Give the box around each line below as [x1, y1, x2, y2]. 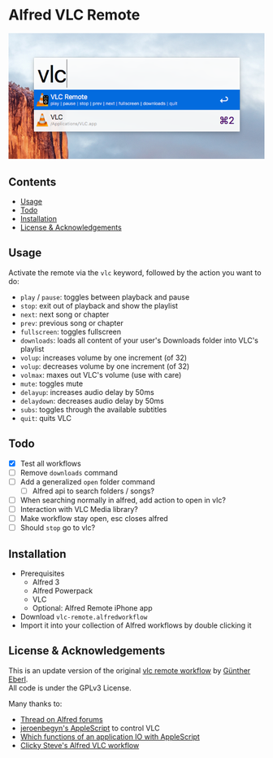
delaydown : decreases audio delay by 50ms [19, 396, 164, 405]
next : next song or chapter [19, 309, 110, 319]
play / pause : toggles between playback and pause [19, 291, 190, 302]
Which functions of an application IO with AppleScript [19, 731, 201, 742]
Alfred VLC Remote [8, 6, 141, 24]
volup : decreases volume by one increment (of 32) [19, 361, 190, 371]
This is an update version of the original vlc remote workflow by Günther [8, 665, 251, 675]
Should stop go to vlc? [19, 523, 96, 532]
